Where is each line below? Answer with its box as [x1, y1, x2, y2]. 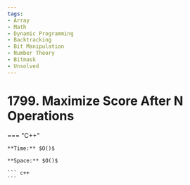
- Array [7, 17, 30, 24]
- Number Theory [7, 50, 55, 57]
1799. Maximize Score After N [7, 93, 184, 109]
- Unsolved [7, 63, 39, 70]
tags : [7, 10, 23, 18]
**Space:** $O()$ [7, 157, 58, 164]
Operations [7, 108, 75, 124]
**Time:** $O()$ [7, 145, 55, 152]
